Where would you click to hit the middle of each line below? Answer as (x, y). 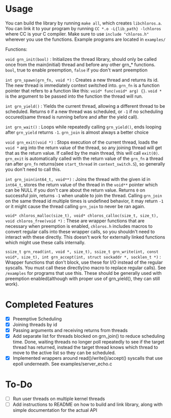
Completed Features (49, 305)
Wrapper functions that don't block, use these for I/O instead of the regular (84, 262)
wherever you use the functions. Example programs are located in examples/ (86, 39)
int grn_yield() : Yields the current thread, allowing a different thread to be (85, 106)
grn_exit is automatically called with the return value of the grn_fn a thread (84, 158)
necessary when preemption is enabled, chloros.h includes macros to (79, 226)
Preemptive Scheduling (37, 319)
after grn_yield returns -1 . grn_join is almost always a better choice (77, 132)
